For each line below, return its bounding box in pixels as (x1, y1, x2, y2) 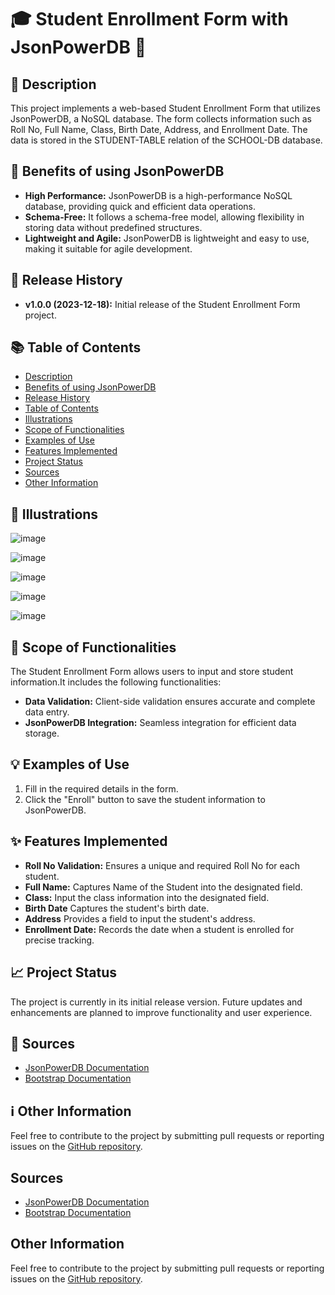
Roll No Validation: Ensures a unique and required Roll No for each (24, 859, 300, 871)
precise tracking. (24, 934, 95, 946)
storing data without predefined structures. (24, 221, 203, 233)
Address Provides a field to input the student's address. (24, 912, 256, 925)
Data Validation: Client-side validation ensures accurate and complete (24, 696, 316, 708)
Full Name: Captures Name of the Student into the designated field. (24, 881, 303, 893)
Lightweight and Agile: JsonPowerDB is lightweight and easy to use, (24, 232, 310, 244)
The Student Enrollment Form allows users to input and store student (10, 666, 294, 678)
